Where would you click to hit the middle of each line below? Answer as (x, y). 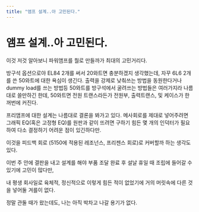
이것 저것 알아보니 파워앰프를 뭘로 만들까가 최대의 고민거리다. (77, 60)
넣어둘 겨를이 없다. (34, 189)
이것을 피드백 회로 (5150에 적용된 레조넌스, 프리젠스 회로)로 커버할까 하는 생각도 (99, 142)
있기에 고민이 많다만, (30, 170)
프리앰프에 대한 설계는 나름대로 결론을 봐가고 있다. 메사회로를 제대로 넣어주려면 (97, 115)
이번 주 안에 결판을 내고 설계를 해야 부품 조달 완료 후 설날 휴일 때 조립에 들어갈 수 (99, 162)
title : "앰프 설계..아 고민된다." (43, 12)
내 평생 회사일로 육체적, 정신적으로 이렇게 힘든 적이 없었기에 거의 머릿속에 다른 (97, 182)
